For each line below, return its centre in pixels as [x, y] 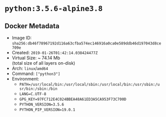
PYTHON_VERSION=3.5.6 [41, 105]
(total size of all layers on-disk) [43, 63]
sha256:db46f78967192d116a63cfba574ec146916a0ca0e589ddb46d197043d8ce [86, 43]
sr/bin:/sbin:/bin [38, 89]
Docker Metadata [32, 26]
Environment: [25, 79]
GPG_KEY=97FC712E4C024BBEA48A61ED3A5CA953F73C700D [73, 99]
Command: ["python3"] [36, 74]
